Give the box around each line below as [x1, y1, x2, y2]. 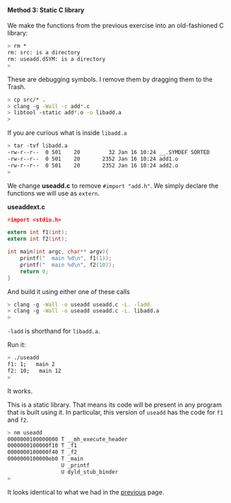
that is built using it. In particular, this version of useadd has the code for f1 [7, 408, 224, 416]
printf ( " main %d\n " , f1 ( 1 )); [20, 255, 112, 262]
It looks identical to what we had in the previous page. [7, 487, 165, 496]
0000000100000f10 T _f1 [7, 442, 78, 449]
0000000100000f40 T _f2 [7, 449, 78, 456]
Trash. [7, 82, 26, 91]
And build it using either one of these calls [7, 287, 131, 296]
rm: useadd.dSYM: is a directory [7, 55, 106, 63]
